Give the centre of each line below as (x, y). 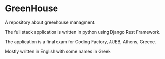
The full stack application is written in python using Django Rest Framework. (83, 32)
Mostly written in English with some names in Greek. (58, 51)
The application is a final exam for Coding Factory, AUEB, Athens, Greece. (81, 41)
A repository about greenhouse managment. (50, 22)
